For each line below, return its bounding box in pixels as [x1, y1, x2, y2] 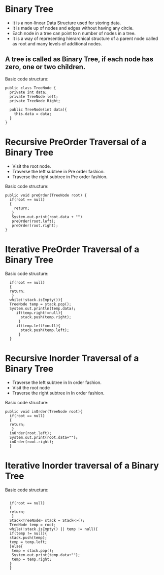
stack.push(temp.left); [20, 327, 69, 333]
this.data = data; [14, 111, 52, 116]
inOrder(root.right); [9, 439, 54, 444]
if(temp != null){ [9, 531, 48, 536]
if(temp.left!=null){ [16, 323, 61, 328]
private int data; [9, 90, 48, 95]
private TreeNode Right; [9, 98, 61, 103]
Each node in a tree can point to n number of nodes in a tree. [12, 30, 136, 36]
